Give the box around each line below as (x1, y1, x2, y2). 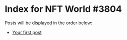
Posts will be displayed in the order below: (5, 20, 93, 26)
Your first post (12, 29, 42, 35)
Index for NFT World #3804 (5, 3, 122, 15)
